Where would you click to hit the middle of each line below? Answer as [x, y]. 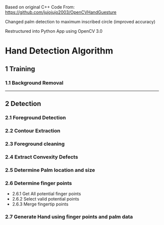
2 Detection [23, 104]
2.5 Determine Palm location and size [50, 170]
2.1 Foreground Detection [35, 118]
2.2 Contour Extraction [33, 131]
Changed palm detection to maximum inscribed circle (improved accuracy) [80, 22]
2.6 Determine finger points [39, 183]
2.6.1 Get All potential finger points [47, 194]
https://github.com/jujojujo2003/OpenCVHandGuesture [61, 12]
